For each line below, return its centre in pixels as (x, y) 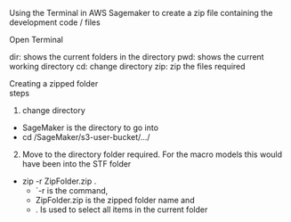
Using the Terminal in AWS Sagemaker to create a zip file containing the (141, 13)
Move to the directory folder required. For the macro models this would (152, 154)
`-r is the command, (72, 190)
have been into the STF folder (77, 164)
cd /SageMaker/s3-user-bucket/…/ (86, 137)
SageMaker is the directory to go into (90, 127)
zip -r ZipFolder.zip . (59, 181)
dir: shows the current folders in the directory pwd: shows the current (137, 57)
